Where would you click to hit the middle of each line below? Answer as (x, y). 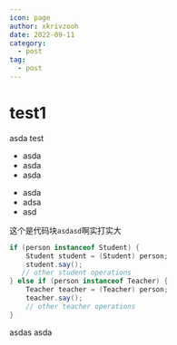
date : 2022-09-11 (42, 34)
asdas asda (31, 332)
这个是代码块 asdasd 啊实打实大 (65, 230)
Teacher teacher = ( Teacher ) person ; (97, 290)
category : (28, 43)
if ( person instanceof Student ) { (75, 247)
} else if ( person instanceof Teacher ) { (89, 282)
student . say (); (54, 264)
